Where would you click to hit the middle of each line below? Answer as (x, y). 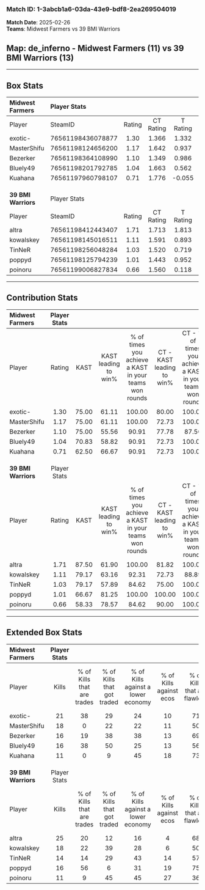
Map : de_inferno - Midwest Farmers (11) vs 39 (95, 48)
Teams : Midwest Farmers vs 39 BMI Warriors (63, 29)
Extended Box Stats (44, 632)
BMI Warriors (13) (40, 58)
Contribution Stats (42, 298)
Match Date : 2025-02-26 (38, 23)
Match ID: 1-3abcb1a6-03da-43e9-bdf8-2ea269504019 (92, 9)
